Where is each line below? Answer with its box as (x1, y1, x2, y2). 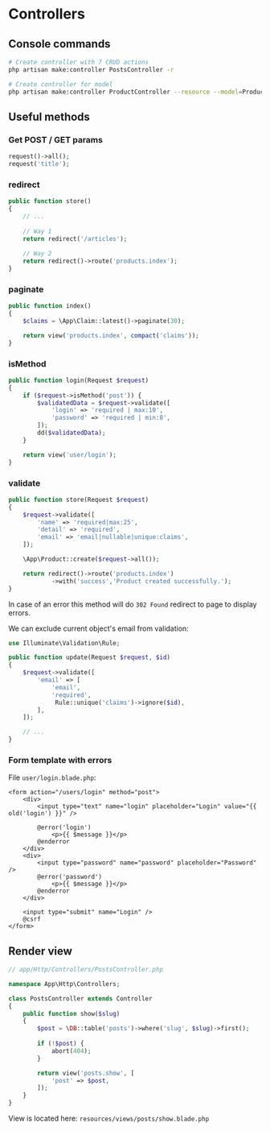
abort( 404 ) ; (51, 1046, 92, 1055)
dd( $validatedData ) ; (37, 429, 106, 437)
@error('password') (37, 873, 103, 881)
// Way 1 (22, 227, 52, 235)
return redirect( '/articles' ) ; (22, 234, 128, 242)
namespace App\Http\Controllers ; (8, 980, 121, 988)
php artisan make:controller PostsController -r (8, 65, 174, 73)
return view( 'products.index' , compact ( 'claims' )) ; (22, 331, 199, 339)
